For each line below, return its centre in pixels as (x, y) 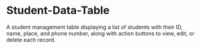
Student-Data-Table (58, 10)
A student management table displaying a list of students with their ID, (94, 27)
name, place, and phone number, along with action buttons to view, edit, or (100, 33)
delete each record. (31, 40)
